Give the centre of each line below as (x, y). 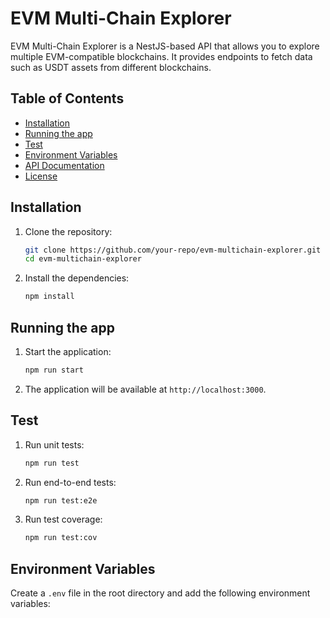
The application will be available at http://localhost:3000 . (145, 389)
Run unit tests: (54, 444)
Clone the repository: (68, 231)
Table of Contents (67, 98)
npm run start (54, 370)
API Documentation (64, 165)
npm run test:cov (61, 538)
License (41, 176)
